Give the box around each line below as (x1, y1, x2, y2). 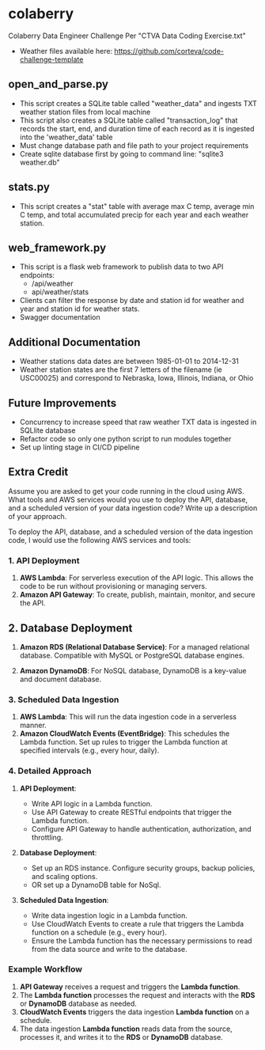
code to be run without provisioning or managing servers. (19, 582, 207, 591)
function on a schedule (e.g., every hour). (31, 927, 168, 937)
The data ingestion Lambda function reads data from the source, (19, 1024, 233, 1033)
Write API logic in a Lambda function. (31, 798, 153, 808)
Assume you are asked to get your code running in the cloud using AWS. (8, 486, 245, 495)
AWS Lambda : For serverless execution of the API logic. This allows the (19, 573, 254, 582)
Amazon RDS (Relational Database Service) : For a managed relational (19, 642, 250, 651)
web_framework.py (8, 241, 107, 254)
